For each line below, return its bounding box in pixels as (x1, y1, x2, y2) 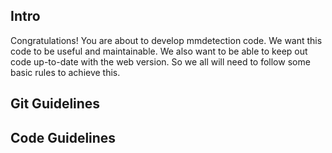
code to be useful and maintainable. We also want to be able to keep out (10, 45, 308, 57)
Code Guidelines (10, 129, 117, 146)
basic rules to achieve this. (10, 66, 121, 78)
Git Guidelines (10, 95, 101, 113)
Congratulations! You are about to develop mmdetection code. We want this (10, 34, 323, 46)
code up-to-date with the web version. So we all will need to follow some (10, 55, 311, 68)
